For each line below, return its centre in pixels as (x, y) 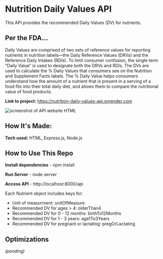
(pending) (15, 251)
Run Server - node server (31, 175)
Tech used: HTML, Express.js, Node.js (44, 138)
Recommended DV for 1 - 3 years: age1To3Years (61, 219)
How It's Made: (29, 126)
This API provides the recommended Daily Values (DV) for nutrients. (73, 23)
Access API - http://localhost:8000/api (44, 184)
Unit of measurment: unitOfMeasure (48, 203)
